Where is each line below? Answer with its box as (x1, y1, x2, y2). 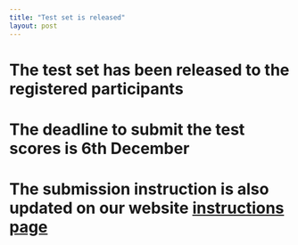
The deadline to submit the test (9, 119, 245, 139)
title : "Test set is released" (9, 12, 126, 22)
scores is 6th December (9, 138, 190, 159)
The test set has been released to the (9, 60, 290, 80)
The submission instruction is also (9, 179, 269, 200)
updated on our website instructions (9, 198, 285, 218)
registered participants (9, 78, 185, 99)
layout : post (9, 21, 58, 30)
